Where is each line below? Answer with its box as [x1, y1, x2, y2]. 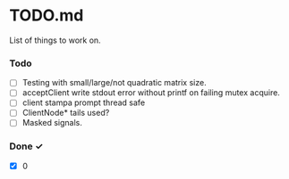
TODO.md [9, 5, 84, 26]
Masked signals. [21, 118, 83, 128]
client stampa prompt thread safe [21, 97, 146, 108]
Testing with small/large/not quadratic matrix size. [21, 77, 208, 88]
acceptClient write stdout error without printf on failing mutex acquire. [21, 87, 280, 98]
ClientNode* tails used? [21, 108, 110, 118]
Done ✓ [9, 140, 44, 152]
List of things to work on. [9, 35, 101, 45]
